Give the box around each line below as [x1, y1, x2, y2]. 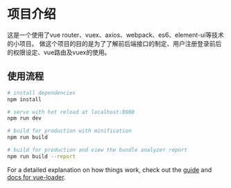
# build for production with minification [7, 127, 132, 134]
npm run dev [7, 115, 42, 122]
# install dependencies [7, 89, 76, 96]
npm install [7, 95, 42, 103]
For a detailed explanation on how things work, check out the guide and [7, 165, 212, 174]
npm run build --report [7, 152, 76, 160]
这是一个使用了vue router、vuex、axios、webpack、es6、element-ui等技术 [7, 31, 224, 39]
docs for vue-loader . [7, 173, 66, 181]
